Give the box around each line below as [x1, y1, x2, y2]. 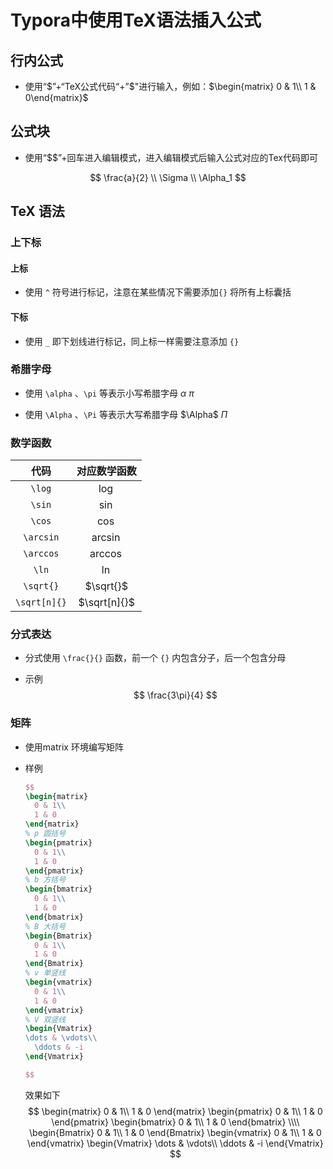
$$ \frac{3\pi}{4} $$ [133, 689, 218, 701]
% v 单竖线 [24, 968, 67, 978]
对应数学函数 [76, 464, 137, 478]
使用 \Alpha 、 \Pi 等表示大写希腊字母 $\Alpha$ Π [24, 408, 228, 420]
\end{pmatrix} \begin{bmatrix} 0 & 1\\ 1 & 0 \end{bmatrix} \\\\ [51, 1116, 300, 1128]
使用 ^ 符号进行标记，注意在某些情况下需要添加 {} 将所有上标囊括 [24, 286, 292, 298]
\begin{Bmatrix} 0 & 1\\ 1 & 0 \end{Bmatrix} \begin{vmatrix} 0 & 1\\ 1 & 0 [29, 1126, 322, 1138]
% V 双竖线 [24, 1014, 67, 1025]
